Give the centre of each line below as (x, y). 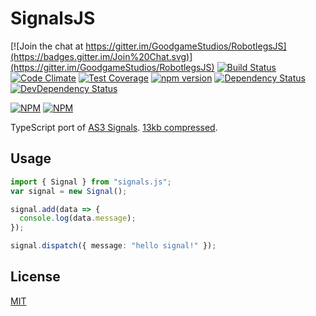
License (35, 277)
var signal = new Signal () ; (69, 191)
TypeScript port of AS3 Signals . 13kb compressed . (114, 127)
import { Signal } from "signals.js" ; (91, 182)
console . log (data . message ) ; (78, 218)
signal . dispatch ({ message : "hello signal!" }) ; (113, 246)
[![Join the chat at (47, 46)
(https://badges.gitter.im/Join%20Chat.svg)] (101, 56)
